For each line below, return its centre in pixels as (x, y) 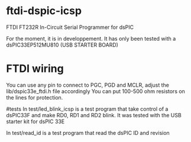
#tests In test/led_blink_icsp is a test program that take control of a (87, 109)
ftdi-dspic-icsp (44, 11)
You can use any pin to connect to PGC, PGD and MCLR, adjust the (88, 85)
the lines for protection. (35, 97)
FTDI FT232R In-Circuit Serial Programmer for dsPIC (70, 27)
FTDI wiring (35, 69)
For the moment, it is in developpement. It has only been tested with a (91, 38)
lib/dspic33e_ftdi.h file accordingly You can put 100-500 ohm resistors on (96, 91)
